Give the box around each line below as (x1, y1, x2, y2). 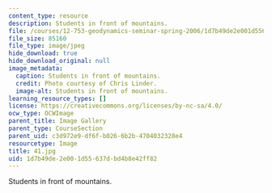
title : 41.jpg (8, 147, 57, 155)
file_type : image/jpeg (8, 42, 85, 50)
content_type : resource (8, 11, 89, 20)
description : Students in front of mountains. (8, 19, 168, 27)
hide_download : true (8, 49, 79, 57)
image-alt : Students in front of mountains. (15, 86, 168, 95)
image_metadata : (8, 65, 63, 73)
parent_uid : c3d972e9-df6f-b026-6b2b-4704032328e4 (8, 132, 183, 140)
